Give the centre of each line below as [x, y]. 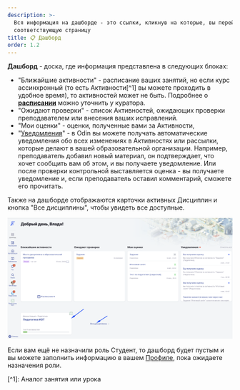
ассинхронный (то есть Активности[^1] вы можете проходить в [114, 88]
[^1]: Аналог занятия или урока [54, 379]
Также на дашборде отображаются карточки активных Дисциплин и [112, 200]
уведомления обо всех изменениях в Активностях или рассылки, [118, 141]
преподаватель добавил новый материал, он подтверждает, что [116, 156]
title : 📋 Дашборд [34, 38]
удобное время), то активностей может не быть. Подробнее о [113, 96]
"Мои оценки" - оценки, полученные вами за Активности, [106, 125]
